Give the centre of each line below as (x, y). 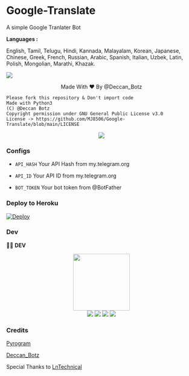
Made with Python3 (29, 103)
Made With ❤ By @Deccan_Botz (101, 87)
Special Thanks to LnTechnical (44, 367)
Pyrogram (19, 343)
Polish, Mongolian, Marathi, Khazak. (51, 64)
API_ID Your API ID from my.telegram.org (66, 176)
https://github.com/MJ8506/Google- (81, 119)
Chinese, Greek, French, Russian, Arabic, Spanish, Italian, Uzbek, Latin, (94, 57)
